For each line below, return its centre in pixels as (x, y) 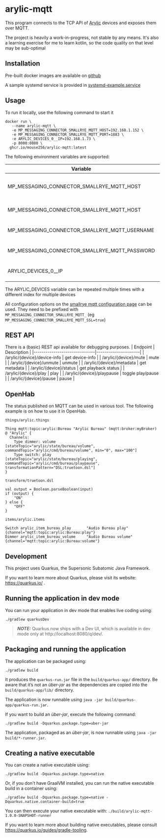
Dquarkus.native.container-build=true (45, 802)
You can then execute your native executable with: (56, 811)
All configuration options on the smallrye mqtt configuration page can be (79, 304)
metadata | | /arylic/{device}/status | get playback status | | (65, 368)
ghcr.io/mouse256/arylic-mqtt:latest (48, 147)
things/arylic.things (27, 420)
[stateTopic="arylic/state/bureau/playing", (51, 459)
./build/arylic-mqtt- (130, 811)
